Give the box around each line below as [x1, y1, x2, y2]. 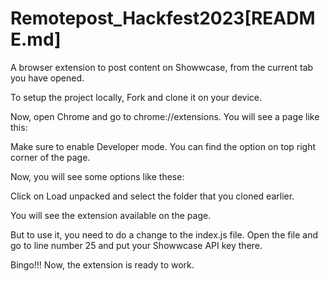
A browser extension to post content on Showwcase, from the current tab [10, 61, 314, 73]
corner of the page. [10, 151, 91, 163]
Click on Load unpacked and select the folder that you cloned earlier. [10, 190, 295, 202]
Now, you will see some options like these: [10, 170, 185, 182]
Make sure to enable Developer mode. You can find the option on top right [10, 140, 317, 152]
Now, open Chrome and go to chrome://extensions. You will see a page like [10, 110, 320, 122]
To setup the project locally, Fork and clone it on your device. [10, 91, 262, 103]
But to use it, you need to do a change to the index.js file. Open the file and [10, 228, 319, 241]
